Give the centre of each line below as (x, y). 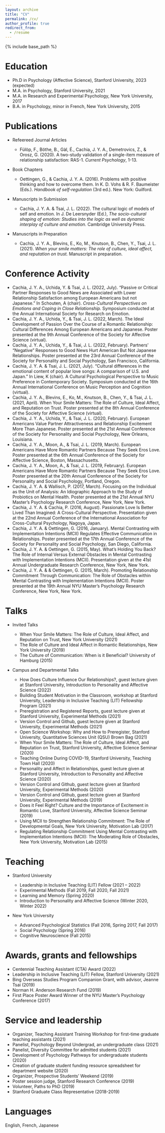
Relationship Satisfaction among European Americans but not (74, 298)
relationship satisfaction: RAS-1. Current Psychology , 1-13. (78, 160)
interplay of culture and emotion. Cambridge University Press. (83, 224)
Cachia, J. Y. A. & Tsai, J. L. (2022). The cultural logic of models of (87, 208)
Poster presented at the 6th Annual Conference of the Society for (79, 455)
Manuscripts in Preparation (40, 234)
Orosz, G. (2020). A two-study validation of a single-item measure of (89, 154)
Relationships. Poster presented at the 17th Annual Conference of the (82, 539)
